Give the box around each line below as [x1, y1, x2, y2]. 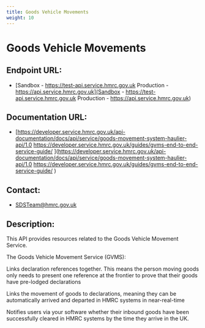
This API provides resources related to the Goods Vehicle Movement [6, 235, 179, 242]
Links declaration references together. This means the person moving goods [6, 265, 199, 272]
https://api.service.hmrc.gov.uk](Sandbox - [15, 88, 124, 95]
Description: [6, 219, 55, 229]
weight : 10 [6, 15, 34, 21]
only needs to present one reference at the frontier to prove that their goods [6, 271, 198, 279]
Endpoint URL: [6, 65, 62, 76]
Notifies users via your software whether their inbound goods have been [6, 308, 190, 315]
